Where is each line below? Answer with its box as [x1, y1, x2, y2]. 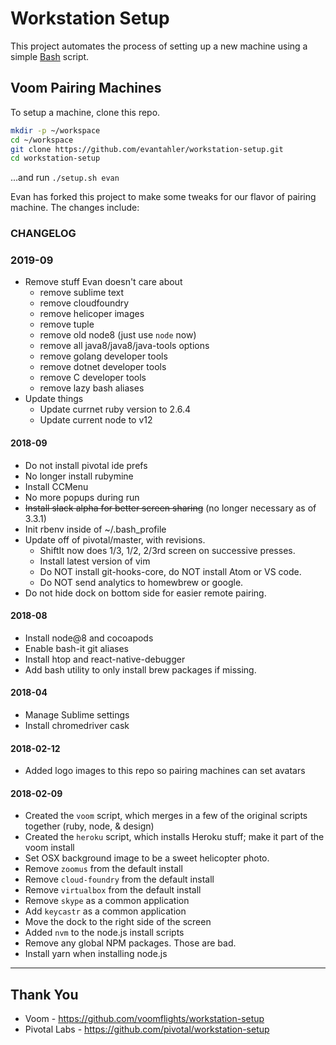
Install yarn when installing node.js [24, 948, 168, 960]
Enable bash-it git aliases [24, 642, 129, 654]
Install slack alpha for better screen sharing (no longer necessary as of [24, 502, 317, 514]
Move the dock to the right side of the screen [24, 916, 212, 928]
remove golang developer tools [39, 350, 168, 362]
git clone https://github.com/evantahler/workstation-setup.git [10, 144, 284, 154]
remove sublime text [39, 287, 125, 299]
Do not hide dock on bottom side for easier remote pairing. [24, 587, 267, 599]
